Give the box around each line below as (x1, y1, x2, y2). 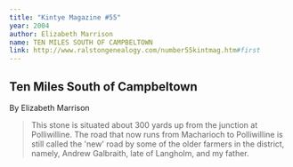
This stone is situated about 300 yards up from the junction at (30, 119, 258, 130)
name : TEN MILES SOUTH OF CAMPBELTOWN (9, 37, 153, 47)
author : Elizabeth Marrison (9, 29, 114, 38)
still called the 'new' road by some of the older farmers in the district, (30, 139, 285, 149)
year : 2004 (9, 21, 50, 30)
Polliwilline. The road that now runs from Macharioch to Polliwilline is (30, 129, 283, 139)
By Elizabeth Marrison (9, 102, 91, 113)
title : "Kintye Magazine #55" (9, 12, 122, 22)
